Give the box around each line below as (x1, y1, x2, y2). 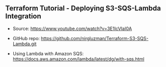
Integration (5, 12, 42, 21)
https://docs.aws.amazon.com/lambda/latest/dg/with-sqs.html (12, 56, 145, 62)
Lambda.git (12, 41, 37, 47)
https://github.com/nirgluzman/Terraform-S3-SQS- (40, 35, 149, 41)
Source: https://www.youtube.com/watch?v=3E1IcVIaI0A (12, 25, 132, 31)
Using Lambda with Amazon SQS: (12, 50, 84, 56)
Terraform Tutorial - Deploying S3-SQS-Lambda (5, 4, 161, 13)
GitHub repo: (12, 35, 40, 41)
